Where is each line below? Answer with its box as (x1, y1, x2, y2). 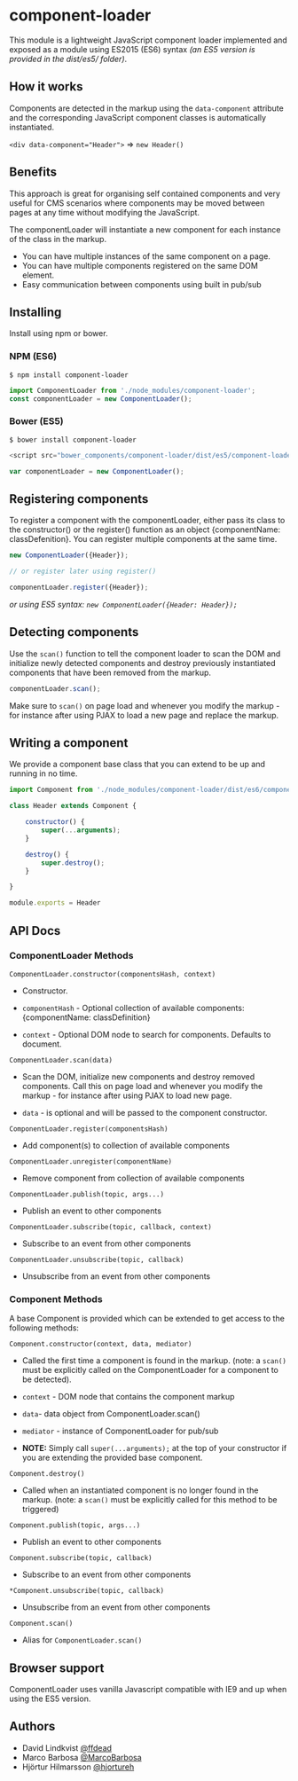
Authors (9, 1719, 56, 1734)
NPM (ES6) (9, 350, 58, 363)
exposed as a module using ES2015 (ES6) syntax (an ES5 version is (9, 43, 255, 54)
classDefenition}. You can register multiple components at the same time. (9, 534, 278, 545)
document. (21, 1039, 62, 1049)
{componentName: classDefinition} (21, 1012, 151, 1023)
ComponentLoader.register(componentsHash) (9, 1124, 169, 1134)
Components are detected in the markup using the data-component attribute (9, 103, 284, 114)
